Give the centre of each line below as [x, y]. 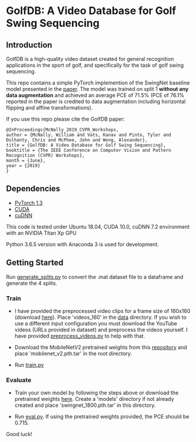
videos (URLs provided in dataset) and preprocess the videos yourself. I [101, 329]
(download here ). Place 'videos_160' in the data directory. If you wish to [101, 317]
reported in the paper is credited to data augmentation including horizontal [96, 101]
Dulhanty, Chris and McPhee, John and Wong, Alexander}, [77, 140]
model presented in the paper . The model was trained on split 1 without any [97, 89]
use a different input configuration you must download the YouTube [96, 323]
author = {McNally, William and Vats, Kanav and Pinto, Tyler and [89, 135]
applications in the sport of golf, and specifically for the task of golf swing [95, 65]
